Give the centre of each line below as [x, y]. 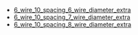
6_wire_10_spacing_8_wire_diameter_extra [72, 24]
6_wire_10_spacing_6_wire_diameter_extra [72, 10]
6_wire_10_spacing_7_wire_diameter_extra [72, 17]
